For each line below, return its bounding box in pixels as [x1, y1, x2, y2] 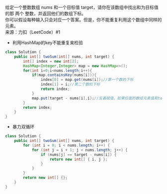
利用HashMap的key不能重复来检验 [12, 40, 83, 46]
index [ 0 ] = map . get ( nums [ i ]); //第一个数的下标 [40, 77, 134, 82]
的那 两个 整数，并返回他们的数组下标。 [5, 10, 86, 16]
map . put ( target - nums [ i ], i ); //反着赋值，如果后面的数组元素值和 [31, 96, 158, 101]
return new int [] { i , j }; [49, 157, 108, 162]
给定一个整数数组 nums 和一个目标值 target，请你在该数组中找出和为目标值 [5, 4, 159, 10]
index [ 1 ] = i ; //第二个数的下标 [40, 82, 100, 87]
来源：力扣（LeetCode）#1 [5, 29, 61, 35]
